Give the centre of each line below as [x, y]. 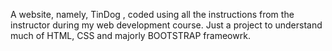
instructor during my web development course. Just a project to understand [166, 25]
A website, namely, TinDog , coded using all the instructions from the [152, 14]
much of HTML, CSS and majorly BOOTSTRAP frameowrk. [130, 35]
